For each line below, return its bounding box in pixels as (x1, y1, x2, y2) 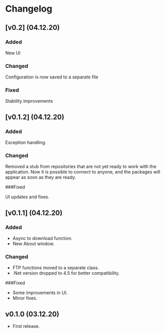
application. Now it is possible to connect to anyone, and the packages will (5, 169, 160, 175)
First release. (12, 323, 40, 329)
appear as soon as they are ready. (5, 174, 76, 180)
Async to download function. (12, 235, 73, 241)
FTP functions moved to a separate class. (12, 265, 99, 271)
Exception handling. (5, 140, 46, 146)
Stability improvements (5, 98, 53, 104)
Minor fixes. (12, 295, 38, 301)
